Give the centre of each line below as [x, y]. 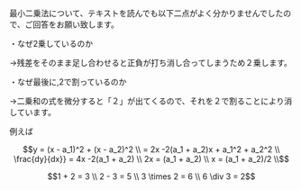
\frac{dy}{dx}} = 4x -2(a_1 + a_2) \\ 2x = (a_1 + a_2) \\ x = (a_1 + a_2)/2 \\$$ [151, 159]
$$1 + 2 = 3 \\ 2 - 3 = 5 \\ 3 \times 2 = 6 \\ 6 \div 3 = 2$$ [151, 176]
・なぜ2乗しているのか [51, 44]
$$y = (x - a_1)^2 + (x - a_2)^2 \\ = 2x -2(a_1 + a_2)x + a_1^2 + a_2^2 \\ [151, 149]
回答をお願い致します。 [76, 24]
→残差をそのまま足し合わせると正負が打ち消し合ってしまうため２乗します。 [151, 63]
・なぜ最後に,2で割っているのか [68, 82]
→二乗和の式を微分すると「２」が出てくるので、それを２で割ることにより [147, 101]
